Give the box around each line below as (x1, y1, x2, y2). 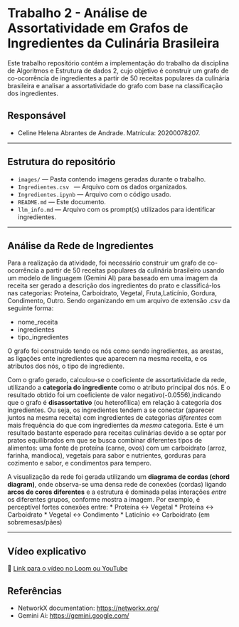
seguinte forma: (7, 304, 54, 312)
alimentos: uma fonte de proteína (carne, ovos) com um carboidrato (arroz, (7, 443, 227, 453)
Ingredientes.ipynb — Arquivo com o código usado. (17, 190, 172, 199)
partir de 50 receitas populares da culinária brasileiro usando (46, 266, 225, 275)
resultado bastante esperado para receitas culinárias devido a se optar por (7, 428, 226, 437)
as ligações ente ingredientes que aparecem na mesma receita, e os (7, 354, 208, 363)
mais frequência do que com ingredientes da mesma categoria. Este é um (7, 421, 224, 430)
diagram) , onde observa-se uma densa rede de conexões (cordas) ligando (7, 480, 227, 489)
